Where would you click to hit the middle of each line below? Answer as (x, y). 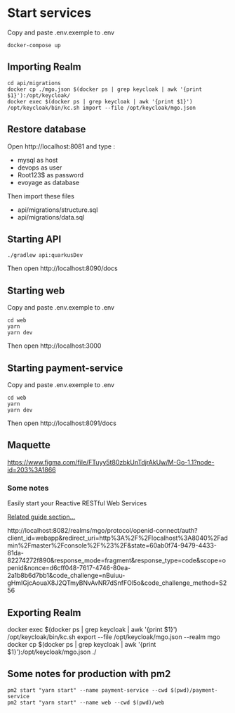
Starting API (34, 239)
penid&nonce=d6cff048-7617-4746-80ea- (69, 568)
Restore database (47, 129)
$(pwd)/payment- (194, 690)
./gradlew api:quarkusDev (45, 255)
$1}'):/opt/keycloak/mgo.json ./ (52, 652)
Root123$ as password (51, 175)
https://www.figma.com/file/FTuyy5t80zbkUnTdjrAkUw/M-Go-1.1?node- (111, 462)
